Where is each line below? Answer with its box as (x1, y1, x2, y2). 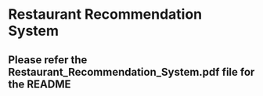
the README (8, 77, 72, 91)
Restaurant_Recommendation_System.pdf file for (8, 65, 255, 79)
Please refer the (8, 53, 88, 66)
